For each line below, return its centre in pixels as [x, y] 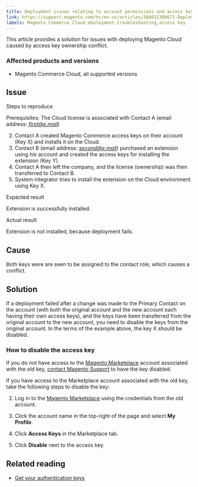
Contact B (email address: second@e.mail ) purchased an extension [96, 148]
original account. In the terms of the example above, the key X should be [94, 329]
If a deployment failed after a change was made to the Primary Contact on [96, 303]
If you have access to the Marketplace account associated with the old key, [98, 381]
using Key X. [30, 186]
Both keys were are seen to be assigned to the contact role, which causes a [98, 264]
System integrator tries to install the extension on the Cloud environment [103, 179]
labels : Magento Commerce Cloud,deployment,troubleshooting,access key [96, 22]
